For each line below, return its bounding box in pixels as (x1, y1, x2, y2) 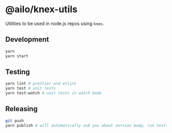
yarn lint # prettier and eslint (5, 81, 77, 86)
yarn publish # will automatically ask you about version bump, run (5, 123, 155, 128)
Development (5, 35, 50, 44)
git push (5, 118, 24, 123)
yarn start (5, 54, 29, 59)
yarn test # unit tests (5, 86, 56, 91)
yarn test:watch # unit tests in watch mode (5, 91, 102, 96)
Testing (5, 67, 30, 76)
